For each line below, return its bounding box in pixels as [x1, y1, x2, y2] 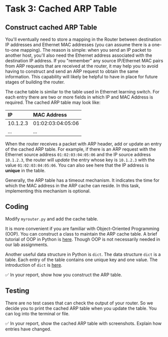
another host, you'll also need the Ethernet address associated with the [5, 52, 152, 58]
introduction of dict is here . [5, 262, 63, 268]
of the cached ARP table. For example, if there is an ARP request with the [5, 146, 156, 152]
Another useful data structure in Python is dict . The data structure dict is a [5, 251, 161, 257]
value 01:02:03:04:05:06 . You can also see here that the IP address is [5, 162, 149, 168]
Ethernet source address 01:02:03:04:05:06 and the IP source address [5, 152, 151, 157]
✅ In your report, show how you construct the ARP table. [5, 272, 122, 278]
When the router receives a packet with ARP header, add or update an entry [5, 141, 162, 147]
